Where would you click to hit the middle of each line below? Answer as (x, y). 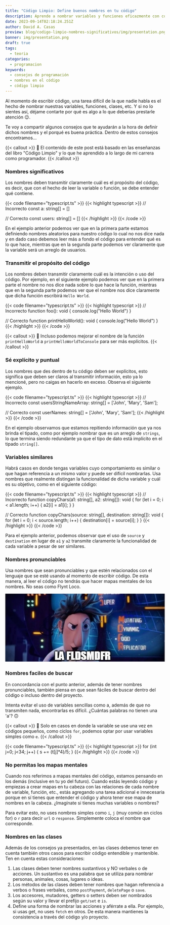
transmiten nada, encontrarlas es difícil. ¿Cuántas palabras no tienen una (81, 710)
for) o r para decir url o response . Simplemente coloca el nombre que (78, 818)
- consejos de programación (39, 75)
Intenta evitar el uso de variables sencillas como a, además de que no (78, 705)
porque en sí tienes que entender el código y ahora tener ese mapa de (79, 797)
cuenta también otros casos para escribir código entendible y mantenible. (82, 853)
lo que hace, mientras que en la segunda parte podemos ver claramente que (85, 244)
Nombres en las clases (34, 837)
